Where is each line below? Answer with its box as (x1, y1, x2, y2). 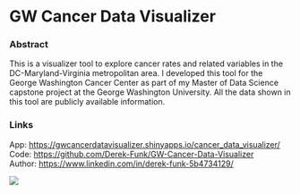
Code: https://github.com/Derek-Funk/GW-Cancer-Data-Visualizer (9, 148, 254, 159)
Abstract (9, 38, 49, 51)
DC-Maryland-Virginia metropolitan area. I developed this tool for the (9, 68, 263, 79)
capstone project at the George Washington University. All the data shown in (9, 87, 291, 97)
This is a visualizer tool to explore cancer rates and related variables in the (9, 58, 284, 69)
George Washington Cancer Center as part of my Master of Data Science (9, 78, 279, 89)
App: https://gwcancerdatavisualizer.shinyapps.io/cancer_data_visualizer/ (9, 139, 280, 149)
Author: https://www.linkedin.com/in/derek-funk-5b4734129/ (9, 158, 235, 169)
